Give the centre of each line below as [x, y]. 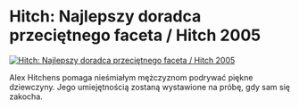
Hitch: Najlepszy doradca [105, 17]
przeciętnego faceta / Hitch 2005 [135, 35]
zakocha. [26, 96]
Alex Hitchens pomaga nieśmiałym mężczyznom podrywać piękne [131, 77]
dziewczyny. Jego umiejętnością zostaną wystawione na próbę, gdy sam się [149, 87]
